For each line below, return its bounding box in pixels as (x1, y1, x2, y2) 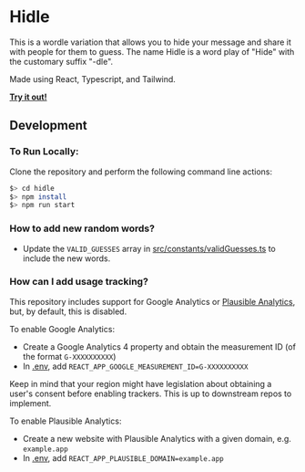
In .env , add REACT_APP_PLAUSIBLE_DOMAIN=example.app (22, 452, 225, 463)
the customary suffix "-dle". (9, 56, 114, 67)
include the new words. (22, 253, 111, 264)
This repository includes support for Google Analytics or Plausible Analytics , (9, 296, 296, 307)
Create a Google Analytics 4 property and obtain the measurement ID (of (22, 341, 296, 352)
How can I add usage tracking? (9, 276, 148, 288)
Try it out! (9, 91, 47, 102)
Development (9, 118, 88, 133)
